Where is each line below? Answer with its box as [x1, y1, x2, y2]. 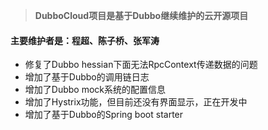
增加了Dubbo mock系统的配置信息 [24, 84, 166, 96]
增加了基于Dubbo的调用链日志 [24, 71, 150, 83]
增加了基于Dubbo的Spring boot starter [24, 109, 184, 121]
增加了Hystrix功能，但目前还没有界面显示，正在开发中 [24, 96, 248, 108]
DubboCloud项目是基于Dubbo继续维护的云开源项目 [34, 10, 249, 21]
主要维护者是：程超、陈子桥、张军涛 [10, 34, 160, 46]
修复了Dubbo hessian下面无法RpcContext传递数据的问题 [24, 59, 258, 71]
